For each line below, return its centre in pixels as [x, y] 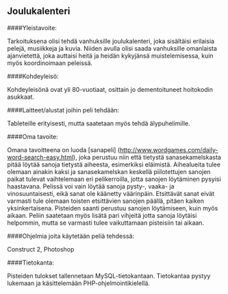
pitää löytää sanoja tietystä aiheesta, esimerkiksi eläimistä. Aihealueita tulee [114, 164]
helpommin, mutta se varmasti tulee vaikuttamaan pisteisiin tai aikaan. [105, 223]
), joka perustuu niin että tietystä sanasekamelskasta [147, 157]
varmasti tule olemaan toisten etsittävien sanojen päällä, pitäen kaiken [105, 201]
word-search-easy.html [40, 157]
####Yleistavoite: [32, 27]
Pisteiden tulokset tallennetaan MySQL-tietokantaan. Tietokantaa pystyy [109, 275]
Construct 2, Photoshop [41, 249]
